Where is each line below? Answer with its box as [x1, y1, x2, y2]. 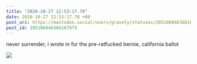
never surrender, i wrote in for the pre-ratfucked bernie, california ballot [6, 41, 179, 48]
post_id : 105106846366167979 [6, 24, 77, 31]
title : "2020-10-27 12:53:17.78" [6, 8, 88, 15]
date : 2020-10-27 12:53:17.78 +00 [6, 14, 91, 20]
